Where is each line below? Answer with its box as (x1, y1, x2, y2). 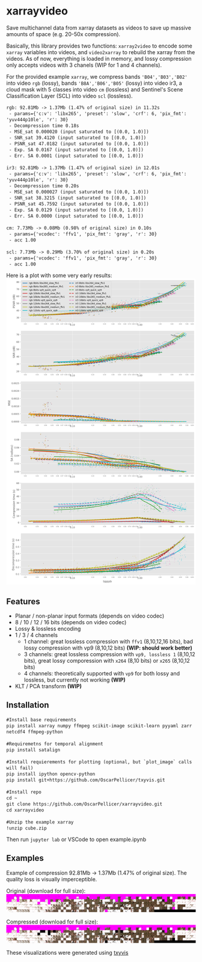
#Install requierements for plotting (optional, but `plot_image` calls (6, 759, 192, 765)
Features (6, 596, 40, 606)
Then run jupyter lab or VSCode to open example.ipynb (6, 836, 146, 843)
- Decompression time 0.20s (8, 182, 79, 189)
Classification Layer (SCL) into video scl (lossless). (6, 92, 133, 99)
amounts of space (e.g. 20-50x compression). (6, 30, 121, 37)
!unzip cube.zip (6, 825, 47, 831)
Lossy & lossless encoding (14, 625, 81, 632)
